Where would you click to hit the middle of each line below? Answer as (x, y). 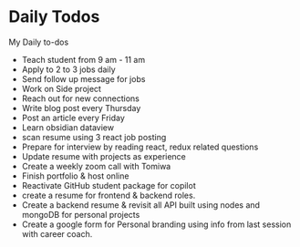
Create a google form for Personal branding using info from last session (156, 224)
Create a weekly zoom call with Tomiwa (96, 166)
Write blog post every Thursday (81, 108)
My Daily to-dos (39, 42)
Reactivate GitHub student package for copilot (109, 185)
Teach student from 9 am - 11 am (83, 59)
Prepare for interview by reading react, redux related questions (140, 147)
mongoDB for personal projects (81, 214)
